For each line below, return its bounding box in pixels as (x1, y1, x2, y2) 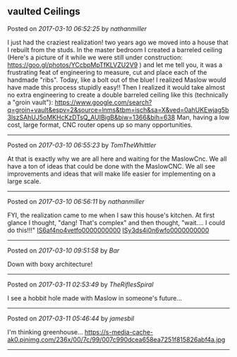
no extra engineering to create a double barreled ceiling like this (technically (7, 90, 229, 99)
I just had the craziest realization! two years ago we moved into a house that (7, 38, 229, 47)
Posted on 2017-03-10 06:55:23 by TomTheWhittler (7, 140, 157, 149)
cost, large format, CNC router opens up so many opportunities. (7, 120, 193, 129)
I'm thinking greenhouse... (7, 327, 83, 336)
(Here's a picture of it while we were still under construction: (7, 53, 183, 61)
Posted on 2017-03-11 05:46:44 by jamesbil (7, 314, 135, 322)
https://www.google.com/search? (54, 98, 152, 107)
